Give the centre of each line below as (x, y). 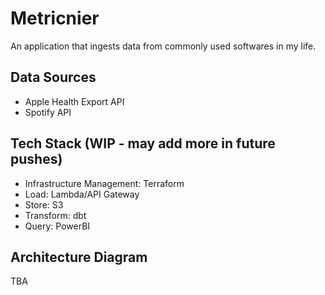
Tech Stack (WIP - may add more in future (143, 143)
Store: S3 (44, 204)
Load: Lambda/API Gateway (82, 194)
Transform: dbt (55, 215)
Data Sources (53, 77)
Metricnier (55, 18)
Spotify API (48, 112)
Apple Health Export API (74, 101)
